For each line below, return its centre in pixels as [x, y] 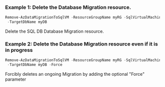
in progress [19, 50]
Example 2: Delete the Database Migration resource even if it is [82, 44]
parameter [16, 79]
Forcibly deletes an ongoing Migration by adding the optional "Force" [75, 74]
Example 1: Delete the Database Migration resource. [68, 7]
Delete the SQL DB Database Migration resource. [55, 31]
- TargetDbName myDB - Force [35, 65]
